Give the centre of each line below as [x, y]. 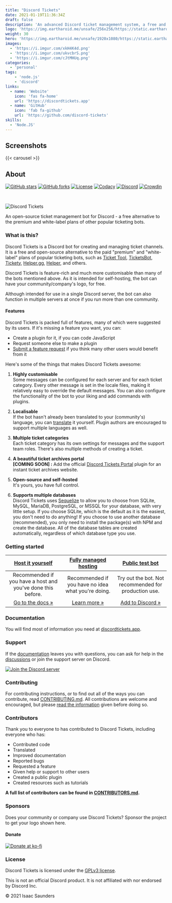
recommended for [141, 585]
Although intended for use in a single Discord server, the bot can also [78, 294]
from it [20, 354]
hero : [11, 39]
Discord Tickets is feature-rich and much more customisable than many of [84, 273]
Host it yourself [33, 563]
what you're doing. [88, 591]
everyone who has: [26, 735]
